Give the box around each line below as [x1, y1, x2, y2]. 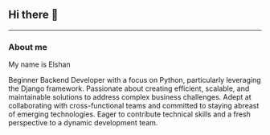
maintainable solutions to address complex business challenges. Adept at [8, 92, 252, 102]
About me [8, 41, 48, 52]
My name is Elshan [8, 59, 71, 69]
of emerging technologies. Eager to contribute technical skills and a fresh [8, 109, 252, 119]
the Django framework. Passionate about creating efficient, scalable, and [8, 84, 250, 93]
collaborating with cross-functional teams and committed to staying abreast [8, 101, 260, 111]
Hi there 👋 [8, 8, 59, 22]
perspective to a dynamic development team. [8, 118, 158, 128]
